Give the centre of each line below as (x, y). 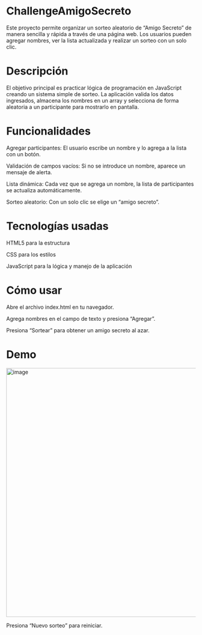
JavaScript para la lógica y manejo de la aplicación (69, 266)
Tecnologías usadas (57, 226)
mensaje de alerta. (29, 172)
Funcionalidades (49, 131)
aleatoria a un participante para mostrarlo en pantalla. (73, 107)
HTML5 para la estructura (38, 243)
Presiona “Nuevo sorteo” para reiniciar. (54, 625)
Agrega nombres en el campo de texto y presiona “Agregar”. (81, 318)
